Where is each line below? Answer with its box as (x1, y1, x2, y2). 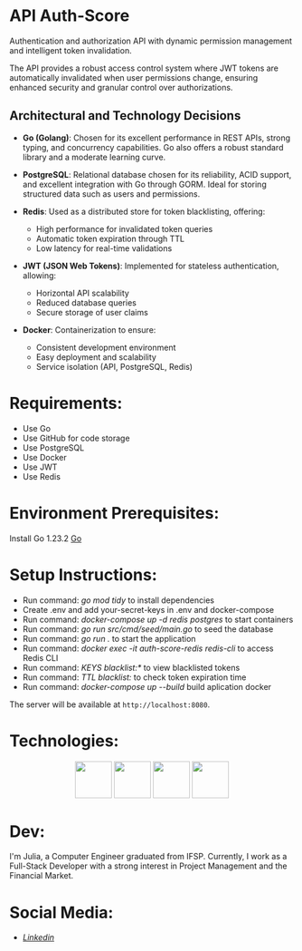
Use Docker (22, 451, 68, 462)
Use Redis (22, 471, 61, 481)
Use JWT (22, 461, 58, 472)
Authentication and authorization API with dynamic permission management (9, 35, 292, 46)
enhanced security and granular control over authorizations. (9, 82, 233, 92)
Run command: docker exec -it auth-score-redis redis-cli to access (22, 643, 274, 654)
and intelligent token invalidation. (9, 44, 133, 55)
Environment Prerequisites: (9, 502, 220, 523)
